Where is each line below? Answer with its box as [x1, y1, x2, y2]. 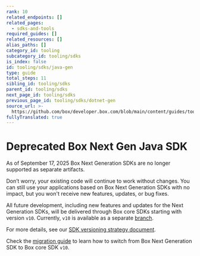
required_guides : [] [6, 31, 58, 37]
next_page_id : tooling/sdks [6, 92, 76, 98]
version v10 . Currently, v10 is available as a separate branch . [6, 214, 154, 221]
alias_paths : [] [6, 42, 46, 48]
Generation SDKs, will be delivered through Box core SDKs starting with [6, 208, 182, 215]
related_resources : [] [6, 36, 62, 42]
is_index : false [6, 58, 46, 64]
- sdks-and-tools [11, 25, 55, 32]
